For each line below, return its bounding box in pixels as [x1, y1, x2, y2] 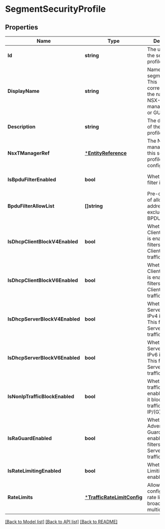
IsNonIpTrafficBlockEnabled [7, 393, 75, 400]
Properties [5, 23, 38, 31]
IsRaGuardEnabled [7, 435, 52, 441]
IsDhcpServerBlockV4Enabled [7, 316, 80, 323]
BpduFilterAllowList [7, 203, 55, 209]
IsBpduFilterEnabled [7, 176, 56, 183]
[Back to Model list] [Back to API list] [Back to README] [5, 519, 118, 525]
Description [7, 123, 36, 130]
